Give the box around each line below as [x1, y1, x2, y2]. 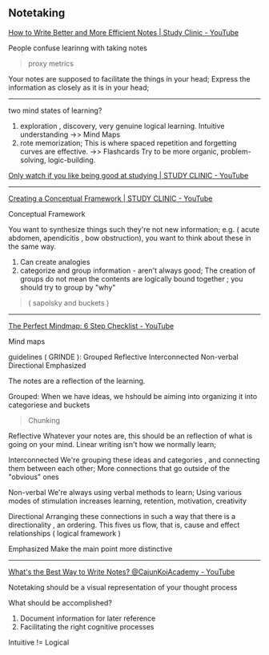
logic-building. [47, 155, 96, 165]
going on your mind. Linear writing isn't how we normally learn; [8, 439, 217, 449]
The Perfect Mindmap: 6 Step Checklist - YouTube [8, 321, 175, 330]
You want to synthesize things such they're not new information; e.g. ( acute [8, 224, 260, 234]
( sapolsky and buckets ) [27, 298, 110, 307]
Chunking [27, 415, 60, 425]
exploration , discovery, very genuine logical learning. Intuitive [19, 121, 225, 130]
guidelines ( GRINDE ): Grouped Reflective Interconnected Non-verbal [8, 352, 239, 361]
